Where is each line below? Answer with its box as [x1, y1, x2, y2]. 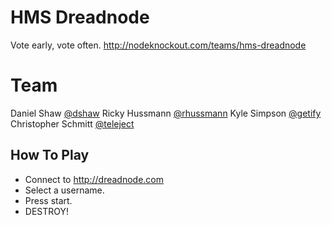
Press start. [24, 194, 73, 206]
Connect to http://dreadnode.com [24, 173, 164, 185]
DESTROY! [24, 205, 70, 217]
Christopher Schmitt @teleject [10, 117, 135, 130]
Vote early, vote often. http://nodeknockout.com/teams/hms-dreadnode [10, 39, 307, 51]
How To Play [10, 147, 90, 164]
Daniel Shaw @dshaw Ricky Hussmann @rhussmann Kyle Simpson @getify [10, 107, 322, 119]
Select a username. [24, 184, 105, 196]
